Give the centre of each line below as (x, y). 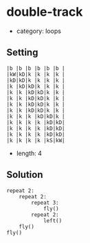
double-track (45, 12)
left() (53, 220)
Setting (22, 53)
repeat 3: (45, 202)
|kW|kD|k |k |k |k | (36, 74)
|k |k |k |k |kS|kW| (36, 140)
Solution (25, 175)
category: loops (38, 31)
